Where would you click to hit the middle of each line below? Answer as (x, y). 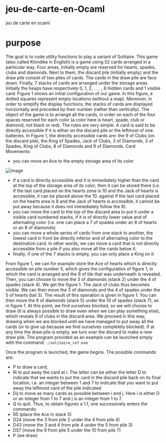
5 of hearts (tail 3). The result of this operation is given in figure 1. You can (81, 295)
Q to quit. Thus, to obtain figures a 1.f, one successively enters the (80, 404)
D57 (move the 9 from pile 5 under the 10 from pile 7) (67, 430)
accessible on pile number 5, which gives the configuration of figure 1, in (80, 269)
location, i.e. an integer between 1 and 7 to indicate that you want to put (85, 383)
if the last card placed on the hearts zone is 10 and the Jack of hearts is (85, 191)
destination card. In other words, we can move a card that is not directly (86, 243)
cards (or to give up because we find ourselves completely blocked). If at (80, 327)
